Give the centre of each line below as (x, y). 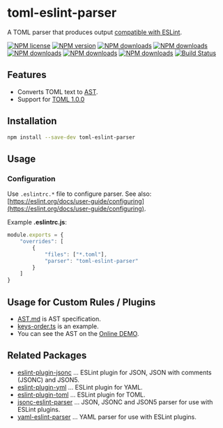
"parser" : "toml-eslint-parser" (91, 261)
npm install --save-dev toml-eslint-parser (71, 137)
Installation (32, 121)
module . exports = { (36, 235)
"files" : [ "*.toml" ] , (76, 254)
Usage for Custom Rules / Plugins (82, 302)
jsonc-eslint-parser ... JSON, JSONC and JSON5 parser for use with (115, 402)
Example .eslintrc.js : (37, 222)
